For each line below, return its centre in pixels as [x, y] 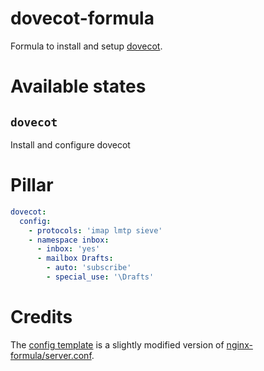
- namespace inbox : [69, 240]
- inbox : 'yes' [68, 249]
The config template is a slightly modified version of [117, 344]
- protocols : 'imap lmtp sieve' [95, 230]
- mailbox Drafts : [75, 258]
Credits [41, 317]
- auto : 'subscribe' [89, 268]
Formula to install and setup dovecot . [86, 46]
